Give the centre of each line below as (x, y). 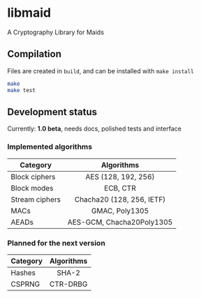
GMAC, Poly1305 (120, 211)
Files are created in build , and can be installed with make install (100, 70)
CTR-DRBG (68, 284)
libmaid (29, 13)
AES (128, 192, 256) (120, 177)
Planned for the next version (57, 243)
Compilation (34, 54)
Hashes (23, 272)
